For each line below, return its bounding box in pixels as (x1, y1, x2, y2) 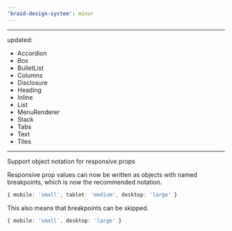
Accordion (17, 49, 47, 57)
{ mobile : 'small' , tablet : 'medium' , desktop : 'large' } (7, 191, 177, 198)
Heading (17, 86, 42, 94)
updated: (7, 35, 33, 44)
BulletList (17, 64, 44, 72)
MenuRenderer (17, 108, 60, 116)
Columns (17, 71, 43, 80)
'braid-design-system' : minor (7, 10, 95, 17)
